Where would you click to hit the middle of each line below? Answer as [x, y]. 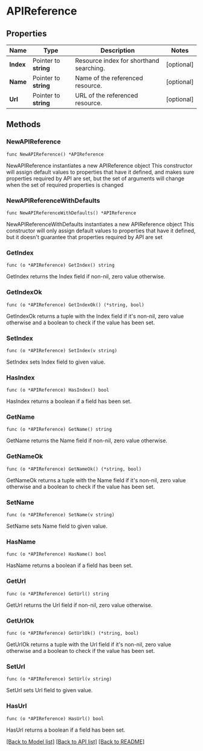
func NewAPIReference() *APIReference [55, 154]
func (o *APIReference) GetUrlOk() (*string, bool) [72, 633]
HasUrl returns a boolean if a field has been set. [66, 730]
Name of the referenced [109, 78]
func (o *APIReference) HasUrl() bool [55, 718]
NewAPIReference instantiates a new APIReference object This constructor [99, 165]
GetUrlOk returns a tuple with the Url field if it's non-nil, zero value [89, 644]
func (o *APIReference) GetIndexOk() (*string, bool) [76, 305]
